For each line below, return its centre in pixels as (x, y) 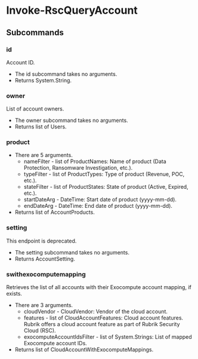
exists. (14, 294)
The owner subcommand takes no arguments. (71, 121)
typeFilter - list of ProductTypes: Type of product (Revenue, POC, (104, 174)
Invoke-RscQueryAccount (72, 10)
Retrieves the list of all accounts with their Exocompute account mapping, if (99, 287)
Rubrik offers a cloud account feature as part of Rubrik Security (102, 324)
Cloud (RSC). (40, 331)
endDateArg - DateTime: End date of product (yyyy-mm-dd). (98, 206)
